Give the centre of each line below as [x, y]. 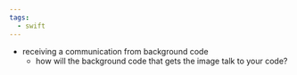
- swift [32, 26]
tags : [19, 17]
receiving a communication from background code [115, 51]
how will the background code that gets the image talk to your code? [161, 61]
